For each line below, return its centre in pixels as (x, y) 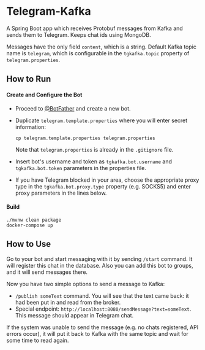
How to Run (29, 79)
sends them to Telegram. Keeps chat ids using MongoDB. (79, 34)
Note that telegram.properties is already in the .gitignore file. (94, 149)
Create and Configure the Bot (44, 95)
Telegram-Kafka (49, 11)
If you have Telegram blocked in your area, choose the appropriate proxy (107, 180)
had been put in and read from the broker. (68, 302)
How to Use (29, 244)
